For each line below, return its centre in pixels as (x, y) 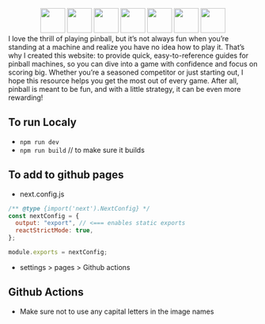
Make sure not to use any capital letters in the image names (117, 311)
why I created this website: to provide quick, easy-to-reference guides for (129, 55)
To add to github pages (66, 175)
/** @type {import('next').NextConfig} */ (79, 208)
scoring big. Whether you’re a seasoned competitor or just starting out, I (126, 72)
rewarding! (26, 97)
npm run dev (39, 142)
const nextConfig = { (44, 216)
